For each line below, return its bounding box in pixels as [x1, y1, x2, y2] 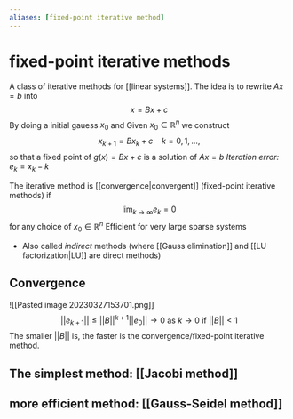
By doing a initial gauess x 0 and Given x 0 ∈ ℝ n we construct [9, 117, 230, 133]
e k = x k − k [9, 161, 50, 173]
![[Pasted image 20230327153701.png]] [9, 299, 154, 310]
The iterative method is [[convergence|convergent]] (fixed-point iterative [9, 180, 276, 191]
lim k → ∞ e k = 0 [122, 204, 177, 216]
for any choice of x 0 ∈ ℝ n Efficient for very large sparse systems [9, 220, 247, 234]
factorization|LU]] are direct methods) [21, 250, 162, 261]
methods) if [9, 189, 51, 200]
